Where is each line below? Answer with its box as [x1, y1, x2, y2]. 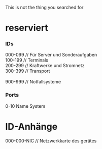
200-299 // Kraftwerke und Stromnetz [5, 63, 85, 69]
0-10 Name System [5, 103, 46, 109]
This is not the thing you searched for [5, 5, 84, 10]
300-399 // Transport [5, 68, 50, 74]
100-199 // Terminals [5, 57, 48, 63]
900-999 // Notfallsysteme [5, 79, 61, 85]
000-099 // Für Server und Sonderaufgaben [5, 52, 97, 58]
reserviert [5, 22, 48, 34]
